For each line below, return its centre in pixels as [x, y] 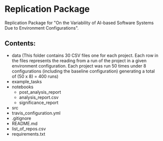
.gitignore [21, 118]
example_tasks [27, 81]
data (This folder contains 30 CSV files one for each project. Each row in [85, 55]
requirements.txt [28, 134]
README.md [25, 123]
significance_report [39, 103]
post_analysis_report [40, 92]
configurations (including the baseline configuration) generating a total [83, 71]
